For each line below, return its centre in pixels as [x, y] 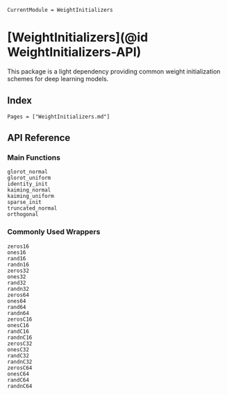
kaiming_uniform [31, 196]
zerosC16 [20, 319]
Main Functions [34, 158]
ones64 [17, 301]
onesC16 [18, 325]
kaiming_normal [29, 190]
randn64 [18, 313]
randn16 [18, 264]
